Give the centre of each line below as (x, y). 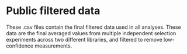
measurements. (53, 46)
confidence (20, 46)
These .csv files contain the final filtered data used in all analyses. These (93, 27)
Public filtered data (53, 11)
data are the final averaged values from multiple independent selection (91, 33)
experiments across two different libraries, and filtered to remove (84, 39)
